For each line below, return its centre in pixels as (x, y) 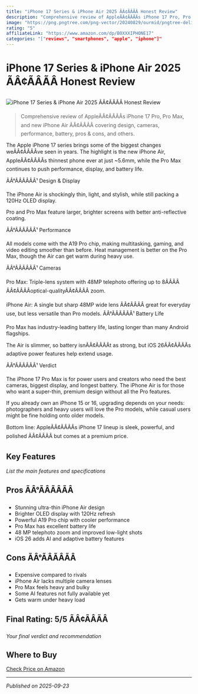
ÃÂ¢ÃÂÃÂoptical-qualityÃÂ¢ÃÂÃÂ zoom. (56, 290)
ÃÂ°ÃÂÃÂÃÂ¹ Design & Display (43, 181)
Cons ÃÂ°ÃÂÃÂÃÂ (41, 558)
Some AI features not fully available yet (62, 594)
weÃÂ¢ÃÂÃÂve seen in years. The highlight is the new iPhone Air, (86, 151)
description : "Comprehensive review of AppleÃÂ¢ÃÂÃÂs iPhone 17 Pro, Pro (99, 17)
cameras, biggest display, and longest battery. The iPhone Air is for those (95, 385)
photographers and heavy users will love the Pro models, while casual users (98, 409)
